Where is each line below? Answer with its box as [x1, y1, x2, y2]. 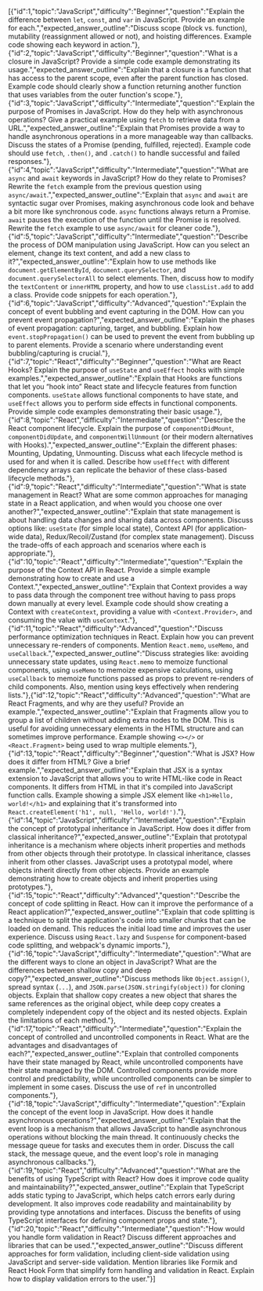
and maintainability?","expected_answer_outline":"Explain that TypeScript [8, 1183, 244, 1191]
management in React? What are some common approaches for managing [8, 491, 248, 499]
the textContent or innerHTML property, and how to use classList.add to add [8, 282, 254, 291]
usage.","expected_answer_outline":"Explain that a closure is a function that [8, 65, 252, 74]
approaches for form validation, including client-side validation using [8, 1249, 229, 1258]
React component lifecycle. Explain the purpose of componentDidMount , [8, 424, 235, 432]
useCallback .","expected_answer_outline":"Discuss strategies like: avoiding [8, 649, 249, 658]
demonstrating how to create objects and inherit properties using [8, 874, 218, 883]
